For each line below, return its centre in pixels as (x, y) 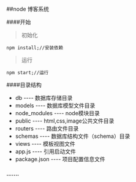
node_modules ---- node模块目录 (57, 113)
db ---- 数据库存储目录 (44, 98)
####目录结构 (24, 85)
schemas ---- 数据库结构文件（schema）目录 (73, 136)
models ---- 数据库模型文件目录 (55, 105)
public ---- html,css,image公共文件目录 (65, 121)
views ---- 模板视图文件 (45, 144)
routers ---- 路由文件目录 (47, 128)
